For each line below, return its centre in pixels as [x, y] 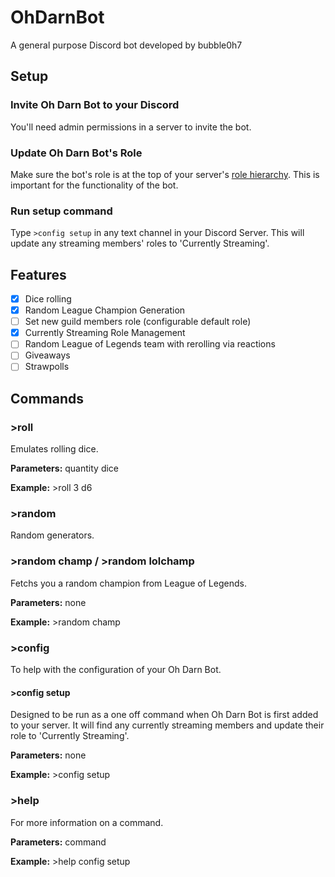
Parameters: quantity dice [65, 468]
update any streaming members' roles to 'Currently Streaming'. [140, 243]
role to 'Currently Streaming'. [70, 736]
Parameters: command [58, 842]
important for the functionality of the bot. [94, 185]
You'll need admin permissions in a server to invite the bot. [131, 127]
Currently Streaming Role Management [105, 333]
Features [38, 274]
